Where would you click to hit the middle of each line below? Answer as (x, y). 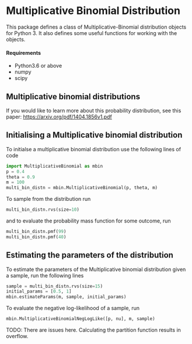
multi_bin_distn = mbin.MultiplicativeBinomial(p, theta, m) (82, 188)
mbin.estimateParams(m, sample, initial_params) (66, 297)
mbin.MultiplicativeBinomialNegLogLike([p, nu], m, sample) (81, 319)
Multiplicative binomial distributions (73, 97)
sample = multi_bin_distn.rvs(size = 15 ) (55, 286)
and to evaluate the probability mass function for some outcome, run (88, 221)
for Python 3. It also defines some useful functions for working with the (92, 33)
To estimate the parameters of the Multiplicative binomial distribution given (96, 269)
